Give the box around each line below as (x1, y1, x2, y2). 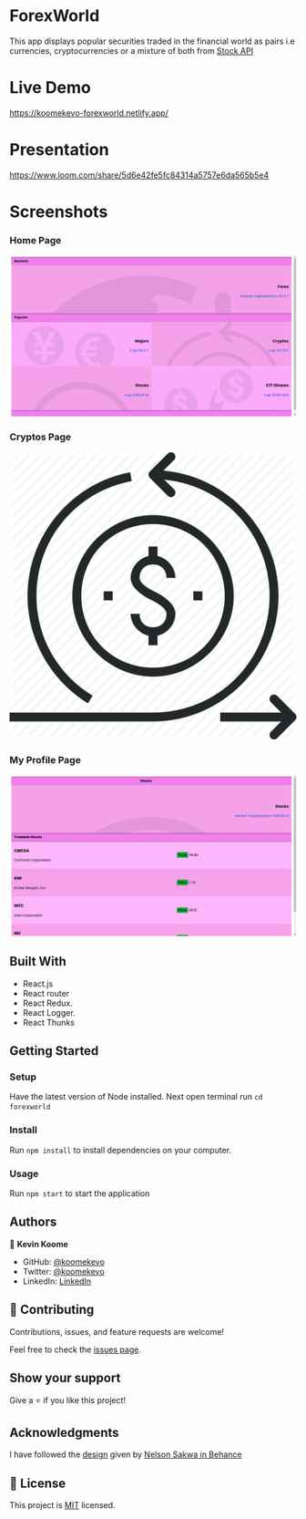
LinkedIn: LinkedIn (22, 1276, 92, 1286)
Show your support (9, 1370, 121, 1386)
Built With (9, 954, 66, 969)
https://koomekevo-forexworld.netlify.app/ (9, 107, 168, 119)
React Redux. (22, 997, 73, 1008)
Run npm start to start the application (9, 1187, 150, 1199)
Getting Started (9, 1043, 99, 1059)
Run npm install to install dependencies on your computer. (9, 1144, 232, 1155)
